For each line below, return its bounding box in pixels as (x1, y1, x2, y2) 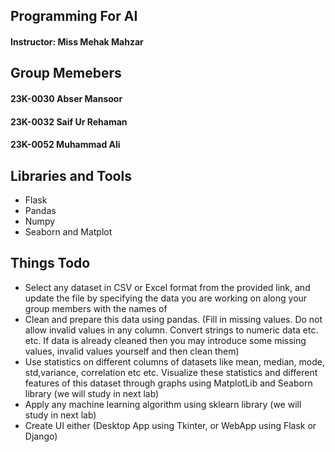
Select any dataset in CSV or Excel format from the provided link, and (24, 281, 311, 293)
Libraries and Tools (10, 167, 132, 184)
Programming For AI (10, 8, 138, 25)
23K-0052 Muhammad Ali (10, 139, 121, 151)
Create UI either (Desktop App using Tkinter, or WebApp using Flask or (24, 419, 317, 431)
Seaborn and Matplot (24, 225, 113, 238)
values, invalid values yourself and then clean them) (24, 345, 240, 357)
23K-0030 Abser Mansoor (10, 92, 123, 104)
